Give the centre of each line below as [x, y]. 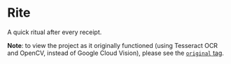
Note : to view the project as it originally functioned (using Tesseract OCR [113, 45]
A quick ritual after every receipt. [55, 32]
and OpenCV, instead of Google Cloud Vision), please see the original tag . [115, 53]
